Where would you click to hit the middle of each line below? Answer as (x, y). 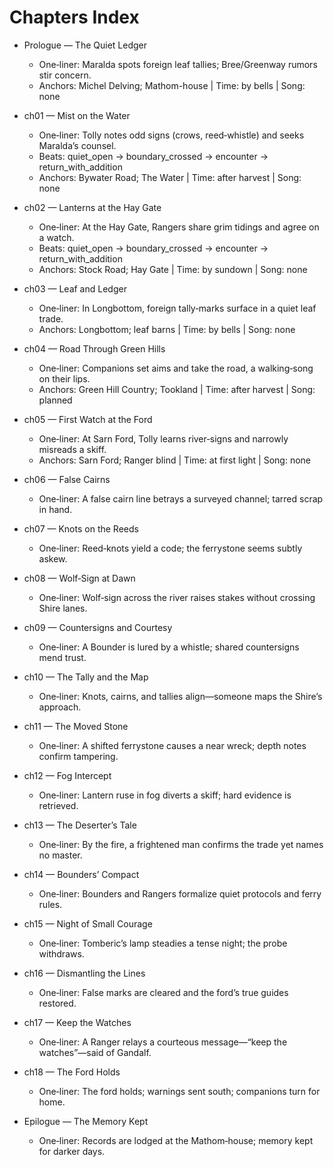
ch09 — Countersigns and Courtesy (98, 627)
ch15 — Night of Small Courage (88, 923)
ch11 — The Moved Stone (76, 726)
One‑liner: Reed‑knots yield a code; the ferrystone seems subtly (170, 548)
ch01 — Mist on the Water (77, 115)
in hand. (55, 509)
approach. (60, 707)
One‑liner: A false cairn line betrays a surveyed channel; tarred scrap (181, 498)
